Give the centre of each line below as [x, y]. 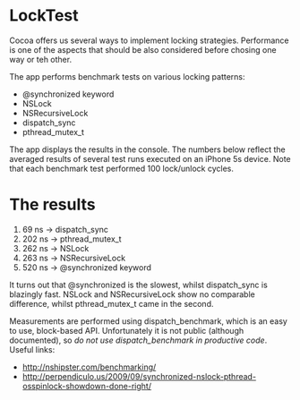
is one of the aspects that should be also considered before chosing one [143, 49]
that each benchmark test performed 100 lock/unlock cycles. [122, 168]
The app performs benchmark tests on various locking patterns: [127, 76]
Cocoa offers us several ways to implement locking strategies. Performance [149, 40]
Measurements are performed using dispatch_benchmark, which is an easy [149, 321]
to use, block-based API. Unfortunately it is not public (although [127, 330]
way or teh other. [41, 59]
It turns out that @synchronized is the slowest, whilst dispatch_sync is [139, 285]
